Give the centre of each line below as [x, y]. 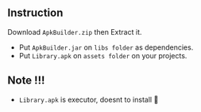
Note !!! [26, 81]
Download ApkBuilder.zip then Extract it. [75, 32]
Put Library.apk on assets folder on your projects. [103, 55]
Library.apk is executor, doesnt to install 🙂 [89, 99]
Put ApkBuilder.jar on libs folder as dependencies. [106, 47]
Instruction [35, 13]
